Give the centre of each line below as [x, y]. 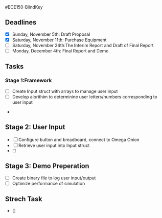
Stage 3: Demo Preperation [47, 166]
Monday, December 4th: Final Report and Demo [60, 51]
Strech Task [24, 199]
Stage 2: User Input [35, 127]
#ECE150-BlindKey [24, 7]
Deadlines [21, 22]
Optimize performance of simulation [48, 183]
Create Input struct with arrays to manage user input [65, 91]
